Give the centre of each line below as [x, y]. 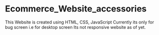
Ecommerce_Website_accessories [76, 9]
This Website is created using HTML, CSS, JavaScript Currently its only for [79, 22]
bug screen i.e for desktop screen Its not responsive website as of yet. [75, 27]
